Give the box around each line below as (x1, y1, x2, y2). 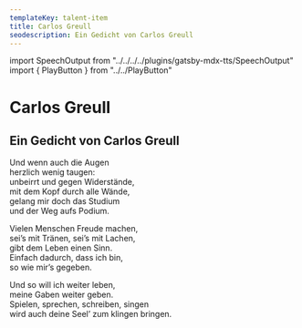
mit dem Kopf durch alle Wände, (9, 186, 130, 197)
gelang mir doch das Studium (9, 196, 120, 207)
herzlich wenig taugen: (9, 167, 96, 178)
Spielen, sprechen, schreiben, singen (9, 299, 150, 310)
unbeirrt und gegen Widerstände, (9, 177, 135, 188)
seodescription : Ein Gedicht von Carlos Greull (9, 30, 194, 39)
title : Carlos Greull (9, 22, 92, 31)
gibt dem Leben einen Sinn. (9, 242, 113, 253)
